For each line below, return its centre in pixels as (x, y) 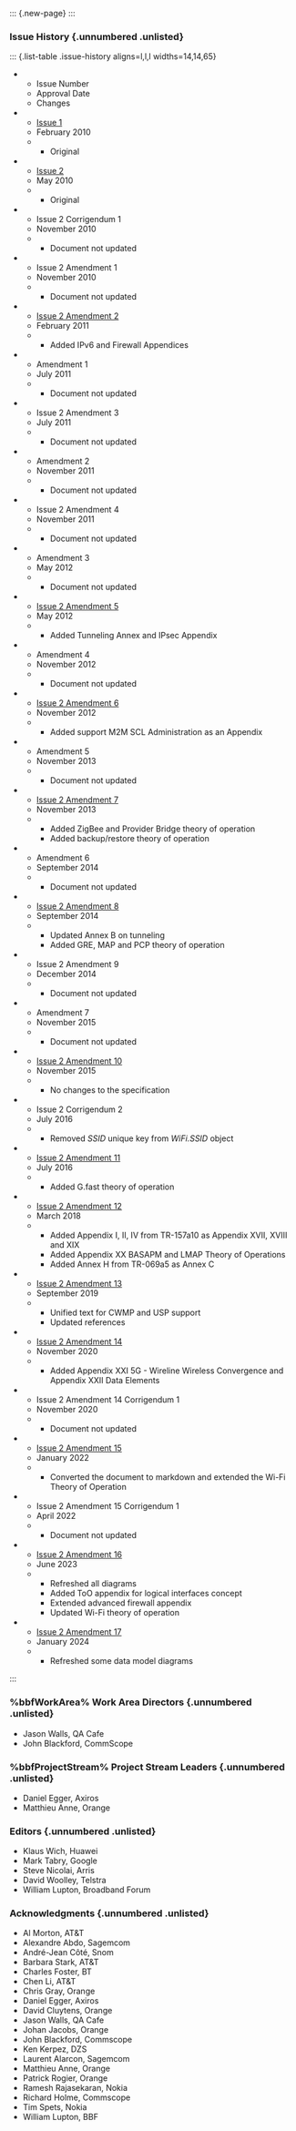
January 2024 (62, 1642)
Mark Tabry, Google (60, 1861)
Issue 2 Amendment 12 (79, 1207)
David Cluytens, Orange (67, 2011)
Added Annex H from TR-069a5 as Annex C (132, 1264)
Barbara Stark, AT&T (61, 1963)
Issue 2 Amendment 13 (79, 1284)
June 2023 (56, 1565)
